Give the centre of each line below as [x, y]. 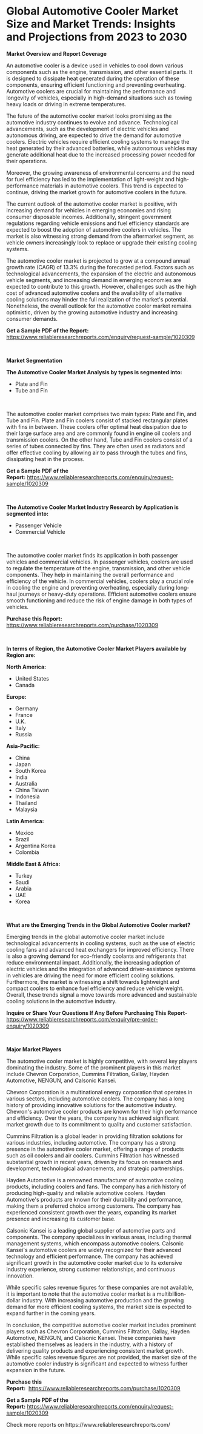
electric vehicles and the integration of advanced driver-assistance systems [101, 969]
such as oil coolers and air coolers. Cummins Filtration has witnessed [93, 1155]
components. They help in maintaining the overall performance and [90, 574]
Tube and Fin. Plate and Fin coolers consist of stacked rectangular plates [97, 420]
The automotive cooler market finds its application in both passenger [92, 555]
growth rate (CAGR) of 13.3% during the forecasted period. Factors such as [100, 267]
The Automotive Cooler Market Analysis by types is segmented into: [94, 372]
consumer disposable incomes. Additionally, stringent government [89, 217]
